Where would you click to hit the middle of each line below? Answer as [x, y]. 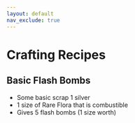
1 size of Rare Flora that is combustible [72, 105]
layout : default [30, 14]
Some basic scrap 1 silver [53, 97]
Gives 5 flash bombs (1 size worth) [66, 112]
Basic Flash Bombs [49, 81]
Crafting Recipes [56, 55]
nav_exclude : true [33, 20]
